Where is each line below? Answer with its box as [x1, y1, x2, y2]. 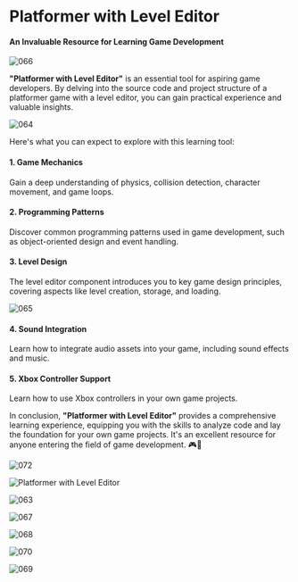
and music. [9, 353, 50, 363]
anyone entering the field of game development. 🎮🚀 [9, 439, 203, 450]
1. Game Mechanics [9, 156, 83, 167]
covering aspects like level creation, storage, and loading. [9, 286, 221, 296]
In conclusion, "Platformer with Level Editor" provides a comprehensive [9, 411, 277, 421]
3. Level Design [9, 256, 68, 267]
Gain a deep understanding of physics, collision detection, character [9, 177, 261, 187]
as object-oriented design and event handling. [9, 236, 179, 246]
